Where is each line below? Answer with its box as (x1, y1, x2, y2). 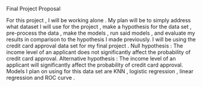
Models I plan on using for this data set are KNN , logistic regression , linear (6, 68, 194, 74)
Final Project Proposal (6, 5, 61, 12)
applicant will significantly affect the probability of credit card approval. (6, 61, 183, 68)
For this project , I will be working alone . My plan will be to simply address (6, 17, 191, 23)
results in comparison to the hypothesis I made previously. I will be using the (6, 36, 196, 43)
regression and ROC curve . (6, 74, 75, 81)
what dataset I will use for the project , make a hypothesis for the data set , (6, 23, 192, 30)
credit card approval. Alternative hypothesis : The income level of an (6, 55, 176, 62)
